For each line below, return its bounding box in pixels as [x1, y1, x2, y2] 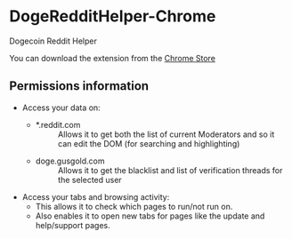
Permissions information [9, 78, 150, 94]
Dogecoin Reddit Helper [9, 36, 98, 46]
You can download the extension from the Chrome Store [9, 52, 216, 63]
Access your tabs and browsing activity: [21, 191, 170, 202]
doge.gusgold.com [35, 155, 105, 166]
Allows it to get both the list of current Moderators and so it [57, 129, 275, 139]
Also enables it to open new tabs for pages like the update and [35, 211, 265, 221]
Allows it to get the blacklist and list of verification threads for [57, 164, 283, 175]
